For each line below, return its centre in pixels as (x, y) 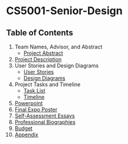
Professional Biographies (45, 122)
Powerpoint (29, 103)
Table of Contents (40, 33)
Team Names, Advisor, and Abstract (58, 47)
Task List (34, 91)
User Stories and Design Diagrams (57, 66)
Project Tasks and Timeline (47, 84)
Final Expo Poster (36, 109)
